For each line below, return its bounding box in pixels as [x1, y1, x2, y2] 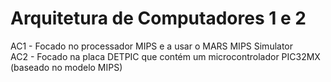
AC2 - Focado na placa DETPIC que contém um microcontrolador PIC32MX [10, 50, 321, 62]
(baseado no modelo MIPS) [10, 61, 123, 73]
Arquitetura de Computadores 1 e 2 [10, 7, 307, 30]
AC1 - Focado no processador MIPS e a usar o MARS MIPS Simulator [10, 40, 294, 52]
